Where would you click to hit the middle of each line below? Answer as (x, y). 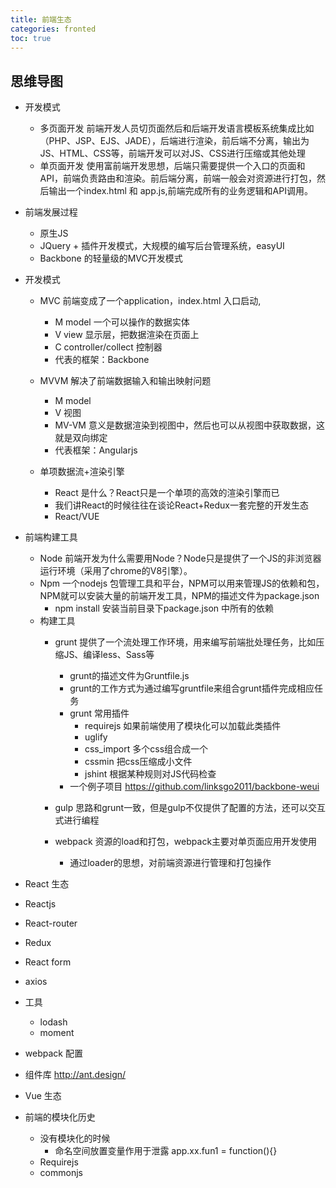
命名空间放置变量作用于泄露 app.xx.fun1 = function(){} (166, 1151)
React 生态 (47, 884)
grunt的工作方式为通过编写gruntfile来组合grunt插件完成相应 (192, 688)
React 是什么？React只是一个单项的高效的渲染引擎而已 (167, 493)
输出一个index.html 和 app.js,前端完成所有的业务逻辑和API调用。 (180, 191)
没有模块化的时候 (75, 1138)
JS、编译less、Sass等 (109, 655)
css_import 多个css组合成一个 (146, 749)
